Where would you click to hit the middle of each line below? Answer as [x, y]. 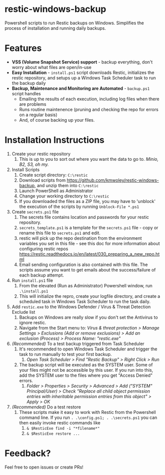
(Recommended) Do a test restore [46, 407]
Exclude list [23, 312]
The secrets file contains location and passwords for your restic [84, 217]
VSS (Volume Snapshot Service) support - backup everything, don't [82, 62]
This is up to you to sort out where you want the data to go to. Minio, [89, 159]
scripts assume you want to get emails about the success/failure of [87, 270]
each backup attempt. [41, 275]
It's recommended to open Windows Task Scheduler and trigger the [88, 349]
